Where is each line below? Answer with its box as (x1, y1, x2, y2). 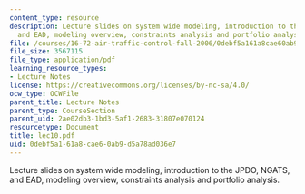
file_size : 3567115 (9, 47, 84, 56)
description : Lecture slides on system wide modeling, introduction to (9, 22, 286, 31)
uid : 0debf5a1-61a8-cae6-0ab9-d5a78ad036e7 (9, 140, 177, 149)
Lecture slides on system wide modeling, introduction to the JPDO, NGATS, (9, 164, 290, 175)
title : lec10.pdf (9, 131, 75, 141)
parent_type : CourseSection (9, 106, 116, 115)
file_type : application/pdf (9, 55, 116, 64)
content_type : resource (9, 13, 100, 23)
